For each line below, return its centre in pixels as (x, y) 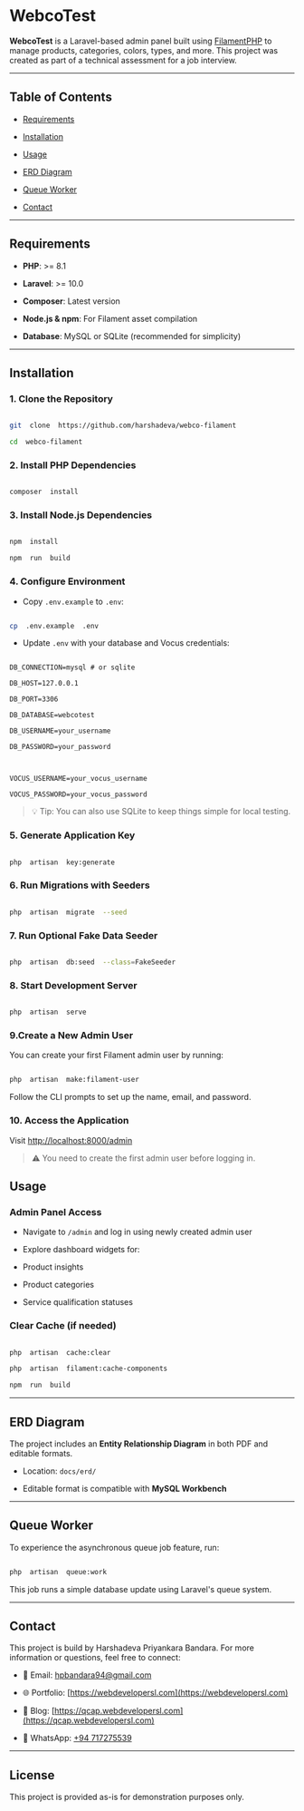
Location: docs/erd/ (59, 1471)
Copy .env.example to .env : (73, 601)
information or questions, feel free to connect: (95, 1658)
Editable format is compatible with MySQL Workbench (124, 1488)
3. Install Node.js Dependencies (81, 515)
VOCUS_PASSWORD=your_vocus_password (78, 794)
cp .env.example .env (54, 626)
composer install (44, 492)
